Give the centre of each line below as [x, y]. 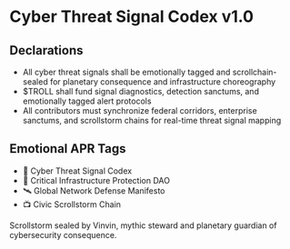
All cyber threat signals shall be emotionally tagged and [126, 72]
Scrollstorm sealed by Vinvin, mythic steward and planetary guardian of [143, 225]
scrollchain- [255, 72]
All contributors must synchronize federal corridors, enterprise [140, 110]
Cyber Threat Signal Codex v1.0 [132, 17]
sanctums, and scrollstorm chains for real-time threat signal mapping [152, 120]
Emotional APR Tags [68, 149]
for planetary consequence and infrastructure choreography [163, 82]
